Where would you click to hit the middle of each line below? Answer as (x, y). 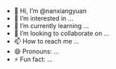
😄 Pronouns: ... (37, 51)
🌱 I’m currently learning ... (51, 26)
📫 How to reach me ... (46, 41)
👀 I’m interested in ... (44, 18)
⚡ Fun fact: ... (33, 59)
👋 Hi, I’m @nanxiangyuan (50, 11)
